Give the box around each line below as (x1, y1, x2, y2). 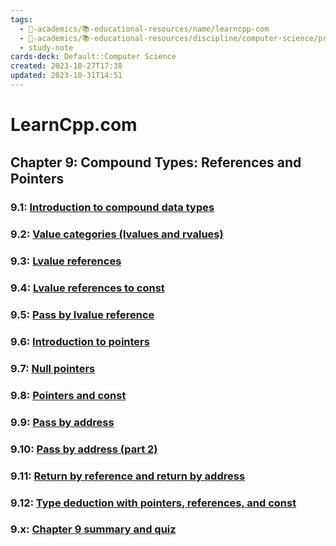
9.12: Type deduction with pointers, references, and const (10, 496, 297, 510)
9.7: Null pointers (10, 361, 96, 375)
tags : (10, 14, 33, 25)
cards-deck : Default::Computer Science (10, 52, 177, 62)
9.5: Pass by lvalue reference (10, 308, 155, 322)
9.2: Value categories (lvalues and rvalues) (10, 227, 224, 241)
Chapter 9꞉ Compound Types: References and (10, 154, 302, 171)
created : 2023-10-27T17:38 (10, 61, 123, 71)
